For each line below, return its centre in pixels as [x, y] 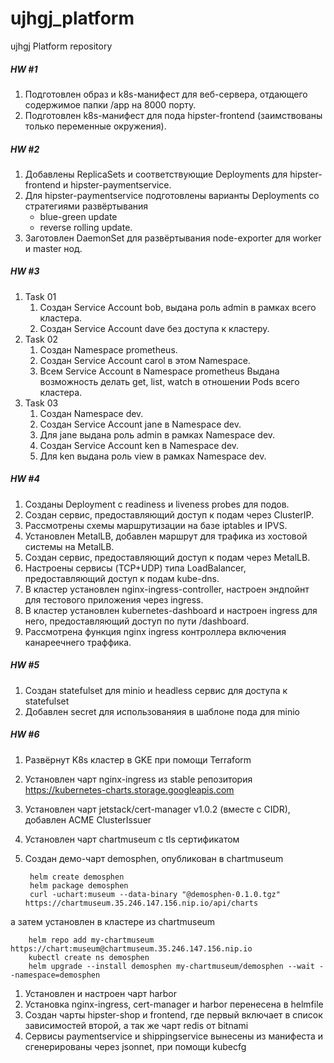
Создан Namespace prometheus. [108, 349]
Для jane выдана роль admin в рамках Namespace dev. [157, 434]
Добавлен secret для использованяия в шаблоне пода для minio [162, 711]
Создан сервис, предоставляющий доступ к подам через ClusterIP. [169, 514]
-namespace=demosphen [55, 975]
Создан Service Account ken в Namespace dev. [139, 445]
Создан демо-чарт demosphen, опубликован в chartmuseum [154, 858]
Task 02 [41, 339]
